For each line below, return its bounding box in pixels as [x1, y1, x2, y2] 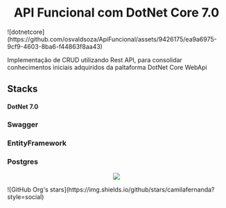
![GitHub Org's [7, 185, 49, 194]
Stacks [7, 83, 38, 95]
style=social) [7, 193, 44, 201]
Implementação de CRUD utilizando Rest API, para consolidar [7, 55, 182, 64]
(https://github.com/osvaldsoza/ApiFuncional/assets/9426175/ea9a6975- [7, 35, 217, 43]
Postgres [7, 157, 38, 167]
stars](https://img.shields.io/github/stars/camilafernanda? [49, 185, 215, 194]
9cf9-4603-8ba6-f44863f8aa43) [7, 42, 103, 50]
